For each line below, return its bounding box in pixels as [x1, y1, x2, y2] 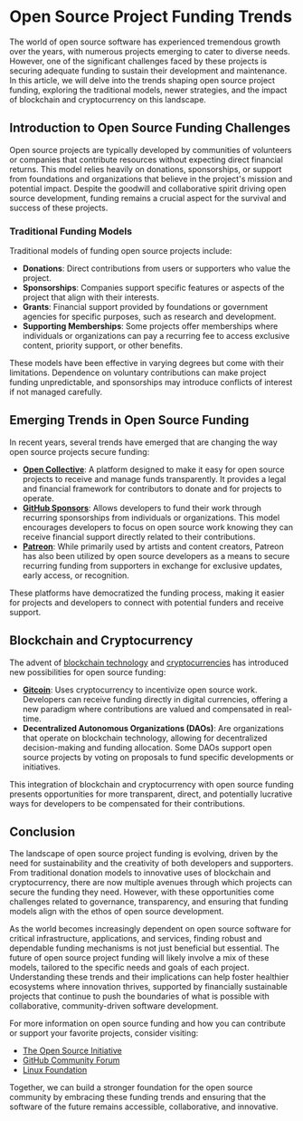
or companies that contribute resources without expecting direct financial [9, 154, 283, 165]
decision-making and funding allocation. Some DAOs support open [22, 741, 272, 753]
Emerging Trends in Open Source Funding [9, 412, 250, 428]
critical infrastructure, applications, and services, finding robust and [9, 933, 262, 944]
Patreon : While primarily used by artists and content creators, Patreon [22, 541, 284, 552]
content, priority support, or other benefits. [22, 340, 184, 351]
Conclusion [9, 825, 76, 840]
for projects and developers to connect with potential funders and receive [9, 596, 284, 608]
